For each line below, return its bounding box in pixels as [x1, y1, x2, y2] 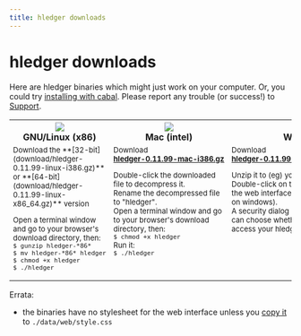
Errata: [9, 289, 34, 300]
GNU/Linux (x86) [22, 131, 97, 143]
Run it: [113, 240, 135, 251]
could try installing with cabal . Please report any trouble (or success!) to [9, 90, 275, 101]
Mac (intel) [144, 131, 193, 143]
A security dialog [231, 206, 289, 216]
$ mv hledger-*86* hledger [13, 249, 107, 258]
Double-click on [231, 179, 288, 189]
